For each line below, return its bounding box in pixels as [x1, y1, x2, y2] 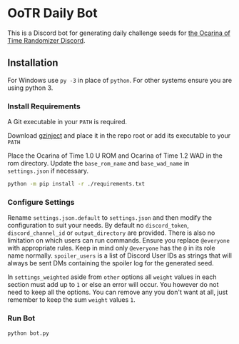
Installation [7, 57, 59, 69]
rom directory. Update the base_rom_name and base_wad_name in [7, 159, 190, 168]
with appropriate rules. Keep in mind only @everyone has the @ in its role [7, 244, 215, 253]
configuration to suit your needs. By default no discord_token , [7, 221, 189, 230]
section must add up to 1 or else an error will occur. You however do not [7, 280, 219, 289]
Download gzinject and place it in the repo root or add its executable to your [7, 131, 231, 140]
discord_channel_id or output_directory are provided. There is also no [7, 228, 215, 237]
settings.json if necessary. [7, 166, 89, 176]
